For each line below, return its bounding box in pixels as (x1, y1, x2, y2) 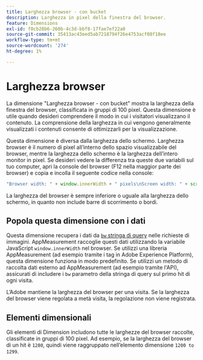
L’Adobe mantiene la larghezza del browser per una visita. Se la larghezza (6, 289, 190, 296)
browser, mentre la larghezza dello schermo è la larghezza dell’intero (6, 149, 178, 157)
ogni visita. (6, 277, 34, 284)
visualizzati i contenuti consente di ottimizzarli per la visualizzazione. (6, 125, 178, 133)
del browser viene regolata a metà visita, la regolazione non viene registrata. (6, 295, 196, 303)
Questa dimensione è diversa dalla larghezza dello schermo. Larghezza (6, 137, 184, 144)
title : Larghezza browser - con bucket (6, 8, 107, 15)
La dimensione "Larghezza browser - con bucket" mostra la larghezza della (6, 99, 195, 106)
